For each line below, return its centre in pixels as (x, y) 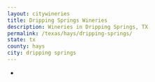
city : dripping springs (42, 53)
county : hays (26, 46)
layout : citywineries (39, 14)
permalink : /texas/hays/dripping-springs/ (70, 33)
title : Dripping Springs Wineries (58, 20)
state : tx (22, 40)
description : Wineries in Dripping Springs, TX (78, 27)
